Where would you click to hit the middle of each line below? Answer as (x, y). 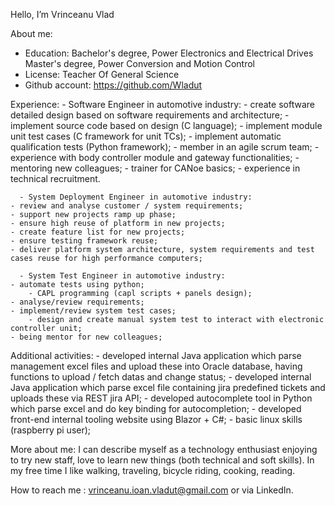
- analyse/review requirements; (77, 302)
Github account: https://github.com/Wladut (113, 85)
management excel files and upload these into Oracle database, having (156, 366)
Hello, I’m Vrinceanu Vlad (62, 14)
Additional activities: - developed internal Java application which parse (156, 355)
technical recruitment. (55, 178)
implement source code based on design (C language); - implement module (166, 125)
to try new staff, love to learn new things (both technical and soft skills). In (162, 460)
